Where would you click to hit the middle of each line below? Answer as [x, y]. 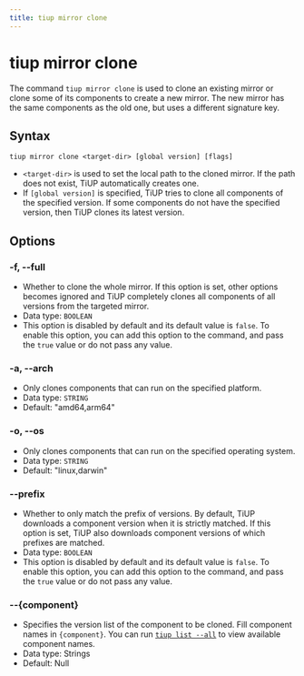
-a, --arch [31, 368]
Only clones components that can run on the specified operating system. [159, 450]
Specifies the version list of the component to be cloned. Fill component [157, 625]
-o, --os [27, 431]
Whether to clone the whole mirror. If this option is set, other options [150, 287]
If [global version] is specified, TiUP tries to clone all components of [153, 193]
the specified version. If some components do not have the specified [151, 203]
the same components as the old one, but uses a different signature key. [144, 107]
